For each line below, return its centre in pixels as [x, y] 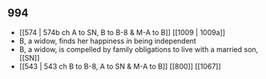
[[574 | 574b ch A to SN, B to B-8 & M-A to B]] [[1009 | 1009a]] [122, 32]
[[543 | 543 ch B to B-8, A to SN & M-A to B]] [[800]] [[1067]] [120, 66]
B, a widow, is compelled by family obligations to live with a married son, [139, 49]
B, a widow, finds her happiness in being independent [108, 41]
